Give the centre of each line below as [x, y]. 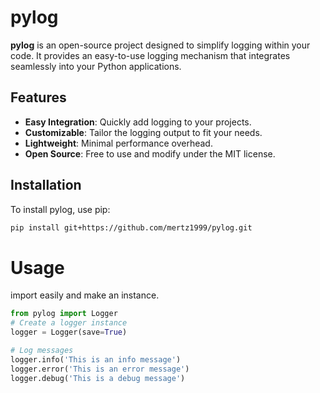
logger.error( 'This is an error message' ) [100, 369]
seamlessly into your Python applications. [96, 66]
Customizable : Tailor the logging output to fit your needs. [143, 132]
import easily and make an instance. [85, 295]
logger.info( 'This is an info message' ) [96, 359]
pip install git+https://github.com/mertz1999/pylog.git [131, 227]
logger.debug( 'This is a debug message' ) [98, 378]
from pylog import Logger [64, 314]
